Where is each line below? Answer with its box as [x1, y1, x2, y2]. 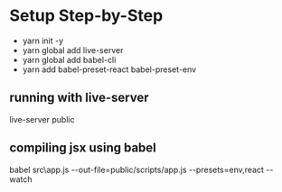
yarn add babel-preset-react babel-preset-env [22, 64, 197, 75]
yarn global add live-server [22, 44, 124, 55]
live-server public [9, 114, 75, 124]
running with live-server [9, 90, 149, 105]
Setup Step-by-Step [9, 5, 164, 26]
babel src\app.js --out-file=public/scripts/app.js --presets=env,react [9, 164, 265, 175]
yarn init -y [22, 35, 64, 46]
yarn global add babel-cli [22, 54, 117, 65]
